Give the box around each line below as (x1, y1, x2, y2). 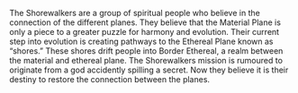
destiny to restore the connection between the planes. (9, 74, 210, 84)
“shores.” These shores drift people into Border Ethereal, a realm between (9, 46, 284, 56)
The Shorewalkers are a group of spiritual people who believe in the (9, 8, 261, 18)
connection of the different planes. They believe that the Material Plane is (9, 17, 282, 28)
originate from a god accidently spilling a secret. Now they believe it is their (9, 64, 289, 75)
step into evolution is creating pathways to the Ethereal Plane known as (9, 36, 274, 46)
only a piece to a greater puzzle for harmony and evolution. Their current (9, 27, 280, 37)
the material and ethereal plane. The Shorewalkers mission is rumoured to (9, 55, 284, 65)
